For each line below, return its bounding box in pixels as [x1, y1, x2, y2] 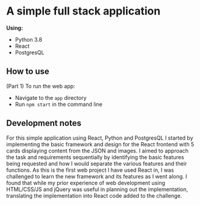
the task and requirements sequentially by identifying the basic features [6, 153, 184, 161]
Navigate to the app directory [14, 94, 87, 101]
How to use [6, 67, 49, 77]
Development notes [6, 118, 81, 128]
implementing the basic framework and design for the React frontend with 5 [6, 140, 195, 148]
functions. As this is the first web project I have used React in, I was [6, 166, 174, 174]
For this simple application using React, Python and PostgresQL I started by [6, 134, 194, 142]
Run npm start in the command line [14, 100, 103, 108]
